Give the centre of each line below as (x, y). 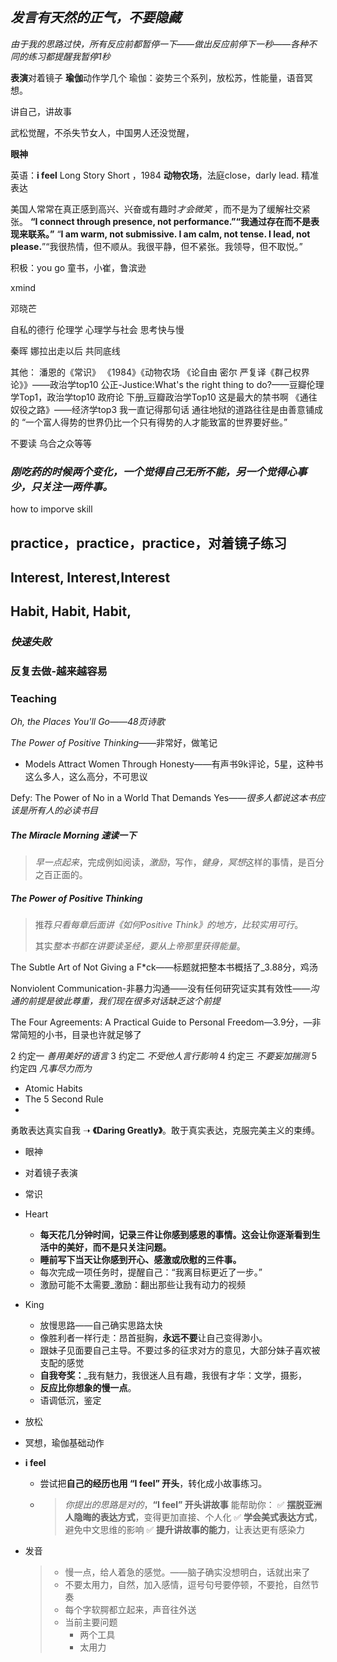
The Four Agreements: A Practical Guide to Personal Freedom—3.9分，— (161, 1022)
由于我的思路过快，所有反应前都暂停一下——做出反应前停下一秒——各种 (159, 44)
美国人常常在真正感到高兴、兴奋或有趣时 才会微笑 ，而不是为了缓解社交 (156, 209)
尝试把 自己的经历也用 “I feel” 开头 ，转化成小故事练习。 (153, 1484)
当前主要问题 (91, 1622)
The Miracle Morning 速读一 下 (73, 835)
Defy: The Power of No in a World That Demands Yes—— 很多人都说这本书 (163, 798)
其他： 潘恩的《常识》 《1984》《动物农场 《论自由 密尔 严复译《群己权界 (160, 372)
